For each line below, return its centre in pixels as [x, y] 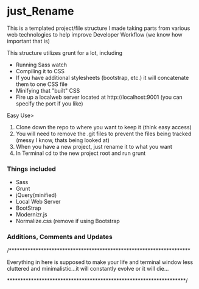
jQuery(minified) [36, 195]
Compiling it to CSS [40, 71]
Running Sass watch [41, 65]
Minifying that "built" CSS [48, 90]
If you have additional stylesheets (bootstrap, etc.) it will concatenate [102, 77]
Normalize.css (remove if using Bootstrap [68, 221]
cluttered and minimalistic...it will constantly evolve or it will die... [88, 268]
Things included [32, 169]
